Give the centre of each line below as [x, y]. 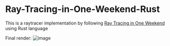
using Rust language [27, 28]
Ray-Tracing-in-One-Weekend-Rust [82, 9]
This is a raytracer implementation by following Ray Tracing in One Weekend [85, 23]
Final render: [19, 38]
